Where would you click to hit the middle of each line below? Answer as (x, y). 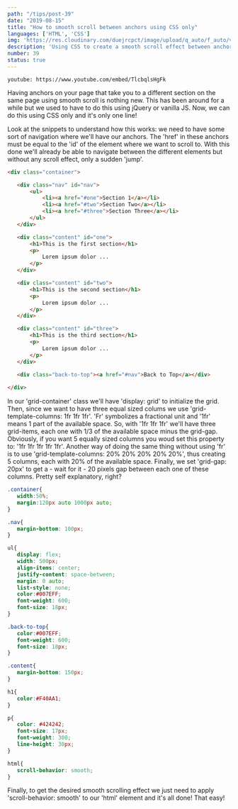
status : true (27, 60)
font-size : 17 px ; (42, 731)
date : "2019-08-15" (36, 21)
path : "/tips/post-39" (41, 14)
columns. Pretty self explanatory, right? (64, 476)
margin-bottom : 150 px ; (50, 673)
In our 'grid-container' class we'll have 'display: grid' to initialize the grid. (113, 401)
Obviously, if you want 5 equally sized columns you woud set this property (116, 439)
